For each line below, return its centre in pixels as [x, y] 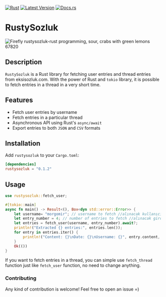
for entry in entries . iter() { [46, 233]
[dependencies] [21, 164]
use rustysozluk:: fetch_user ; [36, 196]
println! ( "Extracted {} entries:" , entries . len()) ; [68, 228]
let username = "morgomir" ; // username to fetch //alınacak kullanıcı [88, 214]
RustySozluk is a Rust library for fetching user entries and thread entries [78, 74]
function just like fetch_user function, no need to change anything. [73, 265]
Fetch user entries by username [45, 112]
